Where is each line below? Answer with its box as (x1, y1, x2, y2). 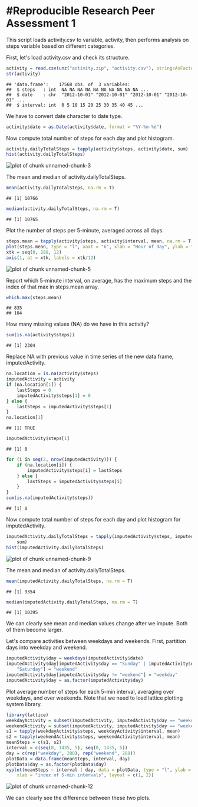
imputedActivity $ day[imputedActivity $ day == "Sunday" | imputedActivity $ (6, 661, 192, 667)
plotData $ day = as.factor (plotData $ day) (6, 761, 107, 767)
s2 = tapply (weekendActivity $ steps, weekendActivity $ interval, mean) (6, 734, 181, 740)
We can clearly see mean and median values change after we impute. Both (6, 620, 188, 627)
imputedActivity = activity (6, 376, 75, 382)
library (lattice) (6, 712, 49, 718)
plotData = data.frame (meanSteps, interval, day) (6, 756, 131, 762)
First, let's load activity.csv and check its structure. (6, 54, 130, 61)
